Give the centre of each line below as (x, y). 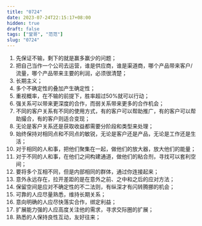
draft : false (23, 29)
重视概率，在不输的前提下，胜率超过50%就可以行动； (83, 96)
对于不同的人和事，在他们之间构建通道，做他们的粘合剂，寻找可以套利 (103, 156)
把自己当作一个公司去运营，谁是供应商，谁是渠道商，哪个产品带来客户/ (104, 65)
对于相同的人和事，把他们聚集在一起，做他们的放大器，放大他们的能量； (106, 149)
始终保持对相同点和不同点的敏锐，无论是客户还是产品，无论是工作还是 (103, 134)
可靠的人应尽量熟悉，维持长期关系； (61, 194)
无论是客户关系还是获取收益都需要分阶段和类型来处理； (84, 126)
